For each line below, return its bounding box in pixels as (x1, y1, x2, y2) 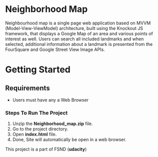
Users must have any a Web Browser (12, 97, 89, 103)
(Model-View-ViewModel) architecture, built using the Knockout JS (5, 25, 143, 31)
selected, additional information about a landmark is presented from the (5, 41, 153, 47)
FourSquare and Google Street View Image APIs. (5, 46, 105, 52)
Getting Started (5, 64, 71, 75)
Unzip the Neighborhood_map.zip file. (12, 121, 93, 127)
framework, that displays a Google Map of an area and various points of (5, 30, 153, 36)
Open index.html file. (12, 131, 57, 138)
